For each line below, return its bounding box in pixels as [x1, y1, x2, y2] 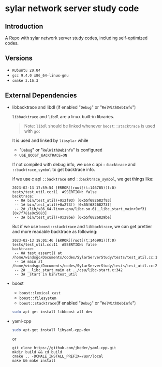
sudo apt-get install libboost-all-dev [12, 309, 93, 314]
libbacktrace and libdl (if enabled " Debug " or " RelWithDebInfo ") [12, 104, 136, 110]
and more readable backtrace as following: [12, 229, 98, 234]
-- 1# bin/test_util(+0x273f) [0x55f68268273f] [14, 202, 112, 207]
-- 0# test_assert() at [14, 250, 62, 256]
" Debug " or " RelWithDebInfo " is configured [19, 147, 103, 153]
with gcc [24, 128, 41, 134]
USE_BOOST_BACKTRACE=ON [19, 153, 68, 158]
